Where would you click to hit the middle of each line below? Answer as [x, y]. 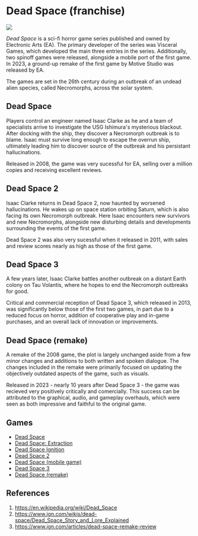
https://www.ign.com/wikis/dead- [56, 513]
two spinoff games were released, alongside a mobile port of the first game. [99, 57]
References [28, 493]
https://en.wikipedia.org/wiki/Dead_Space [66, 508]
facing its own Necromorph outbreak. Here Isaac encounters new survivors [98, 215]
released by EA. [25, 70]
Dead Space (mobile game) [48, 462]
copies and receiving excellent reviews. [54, 170]
